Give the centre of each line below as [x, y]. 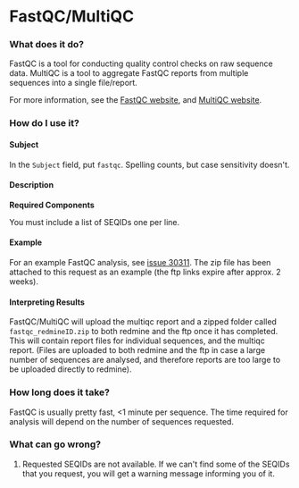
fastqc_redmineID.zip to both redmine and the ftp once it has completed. [144, 332]
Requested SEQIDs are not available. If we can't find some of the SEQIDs [156, 464]
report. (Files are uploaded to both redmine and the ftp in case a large [137, 350]
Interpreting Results [47, 302]
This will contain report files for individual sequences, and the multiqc [137, 341]
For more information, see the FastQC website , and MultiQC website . [136, 100]
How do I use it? [45, 123]
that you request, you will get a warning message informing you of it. [148, 473]
